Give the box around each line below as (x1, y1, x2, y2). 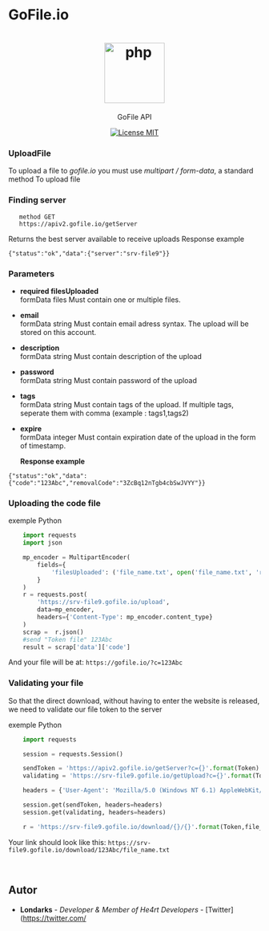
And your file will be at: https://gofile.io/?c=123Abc (8, 657, 183, 668)
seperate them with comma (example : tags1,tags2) (19, 408, 190, 419)
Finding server (8, 194, 66, 206)
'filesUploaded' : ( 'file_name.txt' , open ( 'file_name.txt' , (50, 568, 252, 576)
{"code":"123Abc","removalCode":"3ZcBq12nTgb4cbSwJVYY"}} (8, 480, 206, 488)
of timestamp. (19, 441, 66, 451)
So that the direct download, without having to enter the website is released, (8, 696, 260, 705)
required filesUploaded (19, 287, 98, 296)
